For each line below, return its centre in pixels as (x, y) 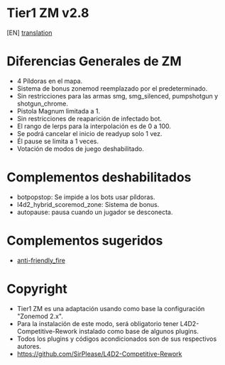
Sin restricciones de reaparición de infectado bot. (89, 118)
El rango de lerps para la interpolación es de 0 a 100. (94, 126)
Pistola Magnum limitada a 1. (59, 111)
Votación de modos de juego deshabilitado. (81, 148)
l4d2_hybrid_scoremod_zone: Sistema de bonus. (88, 204)
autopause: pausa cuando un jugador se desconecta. (95, 212)
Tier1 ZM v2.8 (48, 13)
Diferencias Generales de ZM (94, 61)
